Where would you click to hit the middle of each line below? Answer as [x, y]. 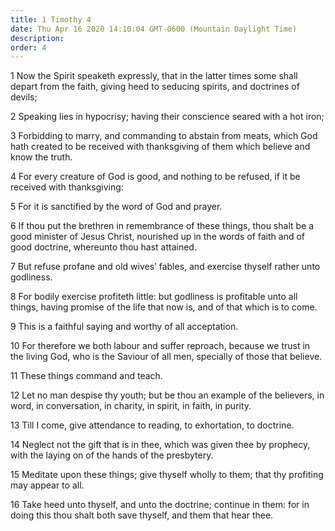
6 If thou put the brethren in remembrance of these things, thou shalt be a [162, 226]
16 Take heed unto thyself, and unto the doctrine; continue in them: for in [160, 505]
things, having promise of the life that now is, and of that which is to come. [164, 307]
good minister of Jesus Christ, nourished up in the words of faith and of [158, 237]
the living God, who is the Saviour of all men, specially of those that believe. [166, 357]
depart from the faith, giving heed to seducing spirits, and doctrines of [155, 87]
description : [37, 38]
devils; [24, 97]
